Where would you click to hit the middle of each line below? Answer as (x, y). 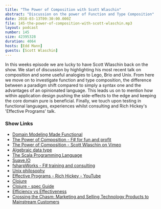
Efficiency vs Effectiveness (39, 191)
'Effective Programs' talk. (31, 111)
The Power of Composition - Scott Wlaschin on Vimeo (67, 145)
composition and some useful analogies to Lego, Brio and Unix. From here (80, 75)
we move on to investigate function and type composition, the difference (78, 80)
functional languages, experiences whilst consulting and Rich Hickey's (76, 106)
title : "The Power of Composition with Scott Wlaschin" (63, 10)
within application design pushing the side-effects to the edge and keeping (81, 95)
